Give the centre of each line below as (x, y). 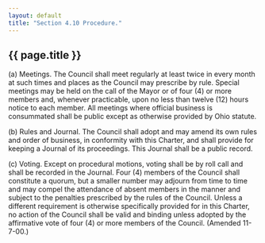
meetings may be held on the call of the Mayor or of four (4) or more (120, 91)
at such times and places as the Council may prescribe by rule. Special (124, 83)
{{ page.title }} (45, 55)
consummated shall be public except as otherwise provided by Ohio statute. (132, 117)
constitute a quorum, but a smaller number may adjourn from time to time (128, 181)
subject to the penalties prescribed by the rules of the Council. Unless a (125, 198)
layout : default (35, 15)
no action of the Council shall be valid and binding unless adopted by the (127, 214)
